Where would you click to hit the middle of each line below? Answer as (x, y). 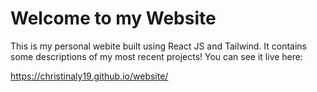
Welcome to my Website (113, 18)
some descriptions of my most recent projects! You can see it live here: (157, 56)
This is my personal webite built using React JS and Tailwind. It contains (159, 46)
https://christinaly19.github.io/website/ (89, 76)
